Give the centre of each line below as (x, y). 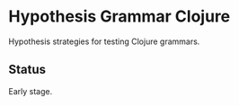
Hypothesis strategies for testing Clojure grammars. (104, 41)
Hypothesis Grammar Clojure (119, 17)
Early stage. (31, 91)
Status (27, 70)
